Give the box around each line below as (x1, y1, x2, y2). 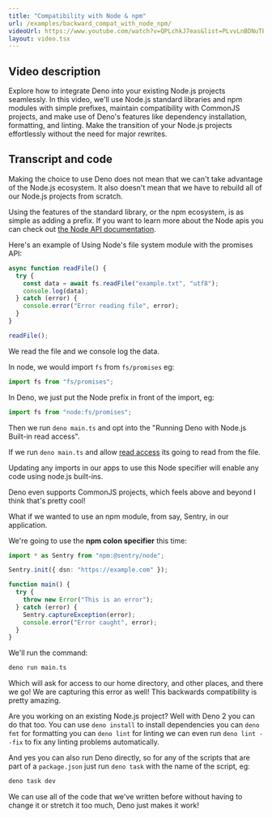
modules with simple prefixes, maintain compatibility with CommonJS (8, 103, 240, 113)
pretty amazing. (8, 696, 62, 705)
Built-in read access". (8, 431, 80, 441)
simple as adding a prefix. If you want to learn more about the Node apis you (8, 216, 264, 225)
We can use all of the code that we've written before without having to (8, 792, 243, 801)
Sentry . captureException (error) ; (23, 610, 136, 619)
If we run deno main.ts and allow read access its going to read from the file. (8, 447, 261, 456)
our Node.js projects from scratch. (8, 191, 123, 201)
